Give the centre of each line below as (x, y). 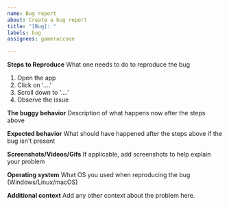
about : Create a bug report (47, 20)
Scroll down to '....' (43, 93)
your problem (26, 161)
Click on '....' (34, 85)
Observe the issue (43, 100)
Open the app (36, 78)
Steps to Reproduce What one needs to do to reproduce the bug (99, 65)
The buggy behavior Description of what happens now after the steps (106, 113)
